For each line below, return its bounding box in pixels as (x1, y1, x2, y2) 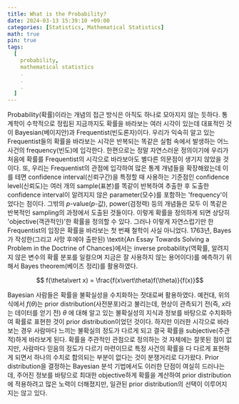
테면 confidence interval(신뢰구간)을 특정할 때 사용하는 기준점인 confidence (14, 172, 230, 182)
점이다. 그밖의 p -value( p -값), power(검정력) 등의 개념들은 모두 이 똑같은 (26, 200, 228, 208)
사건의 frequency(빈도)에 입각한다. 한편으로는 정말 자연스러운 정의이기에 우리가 (7, 146, 229, 155)
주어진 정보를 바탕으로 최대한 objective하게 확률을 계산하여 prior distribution (16, 371, 232, 380)
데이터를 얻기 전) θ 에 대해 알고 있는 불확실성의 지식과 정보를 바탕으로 (14, 309, 208, 317)
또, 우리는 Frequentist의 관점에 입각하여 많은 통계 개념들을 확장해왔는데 (22, 164, 221, 172)
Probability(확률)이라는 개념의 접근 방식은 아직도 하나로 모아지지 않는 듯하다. (7, 110, 220, 119)
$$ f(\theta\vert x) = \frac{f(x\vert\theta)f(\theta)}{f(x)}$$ (36, 276, 204, 285)
